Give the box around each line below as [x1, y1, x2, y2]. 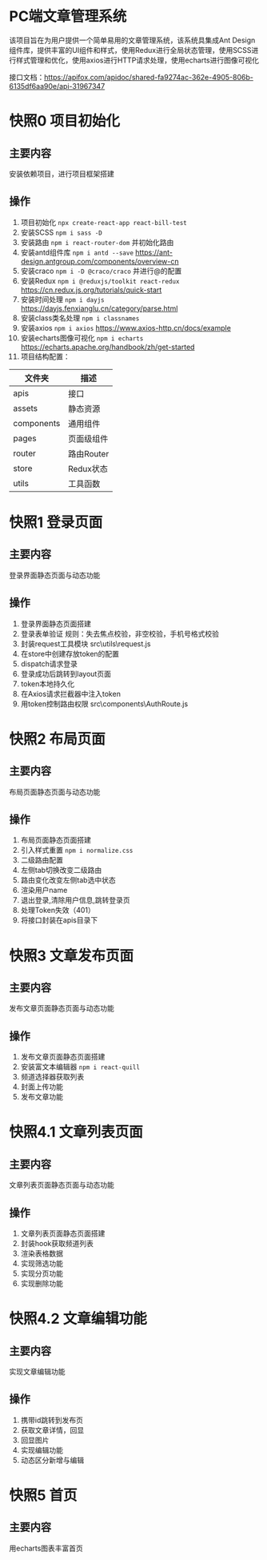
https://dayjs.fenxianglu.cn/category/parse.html [20, 304, 178, 313]
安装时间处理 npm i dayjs [20, 294, 105, 304]
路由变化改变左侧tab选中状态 [20, 875, 116, 885]
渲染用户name [20, 886, 68, 895]
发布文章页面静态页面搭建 [20, 1052, 106, 1062]
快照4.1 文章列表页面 [9, 1123, 143, 1141]
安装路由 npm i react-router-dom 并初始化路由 [20, 237, 174, 247]
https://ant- [135, 247, 173, 257]
